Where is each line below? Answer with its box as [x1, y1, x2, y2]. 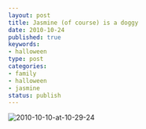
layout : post [8, 11, 51, 20]
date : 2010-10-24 [8, 26, 65, 34]
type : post [8, 56, 44, 63]
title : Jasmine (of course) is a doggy [8, 19, 139, 27]
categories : [8, 63, 47, 70]
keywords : [8, 41, 41, 48]
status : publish [8, 91, 61, 99]
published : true [8, 33, 61, 41]
